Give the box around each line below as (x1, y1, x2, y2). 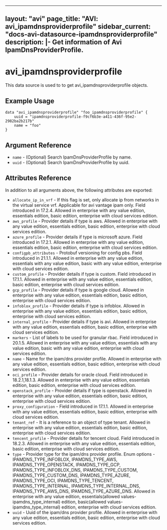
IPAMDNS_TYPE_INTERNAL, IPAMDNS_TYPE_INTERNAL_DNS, (12, 483, 141, 489)
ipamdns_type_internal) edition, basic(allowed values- (12, 499, 123, 505)
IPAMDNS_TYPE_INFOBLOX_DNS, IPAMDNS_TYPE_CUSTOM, (12, 467, 138, 473)
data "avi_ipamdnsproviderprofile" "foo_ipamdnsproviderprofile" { (5, 110, 148, 115)
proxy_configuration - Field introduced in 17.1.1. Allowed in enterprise (12, 403, 154, 409)
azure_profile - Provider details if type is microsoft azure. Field (12, 234, 143, 240)
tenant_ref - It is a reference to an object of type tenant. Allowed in (12, 419, 151, 425)
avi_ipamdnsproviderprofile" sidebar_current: (5, 22, 151, 31)
